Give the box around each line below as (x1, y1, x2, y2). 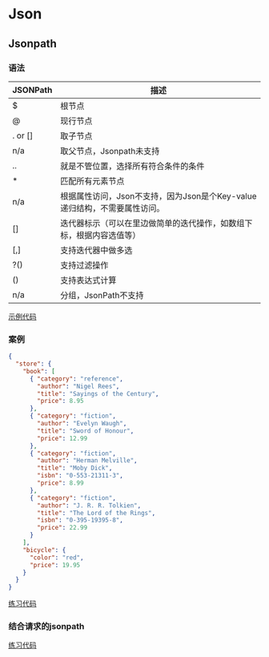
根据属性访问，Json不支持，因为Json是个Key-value (59, 190, 257, 201)
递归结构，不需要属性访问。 (59, 202, 165, 213)
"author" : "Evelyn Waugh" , (37, 420, 127, 428)
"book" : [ (22, 367, 56, 375)
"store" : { (15, 360, 52, 369)
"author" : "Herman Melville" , (37, 457, 138, 465)
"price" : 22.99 (37, 524, 88, 532)
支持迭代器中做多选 (59, 244, 133, 256)
